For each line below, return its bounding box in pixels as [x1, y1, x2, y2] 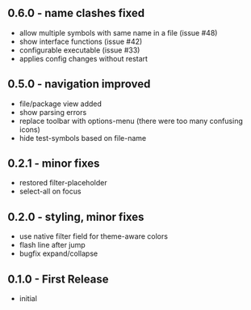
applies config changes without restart [19, 53, 149, 63]
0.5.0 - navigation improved [7, 77, 151, 91]
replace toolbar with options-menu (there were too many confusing [19, 116, 244, 125]
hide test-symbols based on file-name [19, 133, 147, 142]
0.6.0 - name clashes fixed [7, 6, 145, 20]
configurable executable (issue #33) [19, 45, 140, 55]
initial [19, 294, 38, 304]
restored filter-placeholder [19, 178, 107, 188]
